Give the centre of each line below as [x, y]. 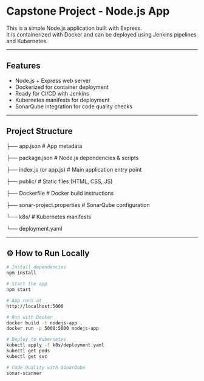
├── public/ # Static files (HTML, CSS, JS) [59, 181]
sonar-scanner [24, 373]
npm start [19, 290]
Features [23, 66]
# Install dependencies [36, 267]
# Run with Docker [29, 317]
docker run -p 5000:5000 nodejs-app [53, 329]
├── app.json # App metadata [44, 146]
